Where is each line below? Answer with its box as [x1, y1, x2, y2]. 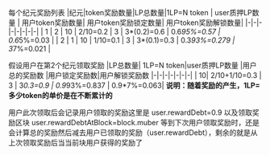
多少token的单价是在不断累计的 [8, 91, 113, 100]
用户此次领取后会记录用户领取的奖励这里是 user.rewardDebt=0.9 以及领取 [8, 108, 252, 117]
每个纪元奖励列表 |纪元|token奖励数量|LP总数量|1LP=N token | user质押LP [8, 8, 252, 17]
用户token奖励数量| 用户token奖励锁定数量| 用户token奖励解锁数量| [21, 18, 244, 27]
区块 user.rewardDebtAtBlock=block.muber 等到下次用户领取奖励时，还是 [15, 118, 260, 127]
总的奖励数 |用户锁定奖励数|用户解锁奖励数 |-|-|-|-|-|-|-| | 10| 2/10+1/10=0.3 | [8, 71, 262, 80]
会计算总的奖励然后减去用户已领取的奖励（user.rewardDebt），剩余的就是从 [8, 128, 258, 137]
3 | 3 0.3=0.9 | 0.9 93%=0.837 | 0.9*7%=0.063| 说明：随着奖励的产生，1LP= [8, 80, 260, 90]
